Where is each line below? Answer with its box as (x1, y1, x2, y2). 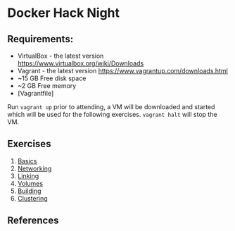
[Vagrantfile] (17, 89, 54, 97)
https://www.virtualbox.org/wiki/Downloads (17, 59, 144, 68)
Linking (17, 171, 39, 180)
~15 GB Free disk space (17, 74, 87, 82)
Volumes (17, 179, 44, 187)
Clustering (17, 194, 48, 202)
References (7, 215, 59, 227)
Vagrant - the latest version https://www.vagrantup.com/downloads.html (17, 67, 229, 75)
